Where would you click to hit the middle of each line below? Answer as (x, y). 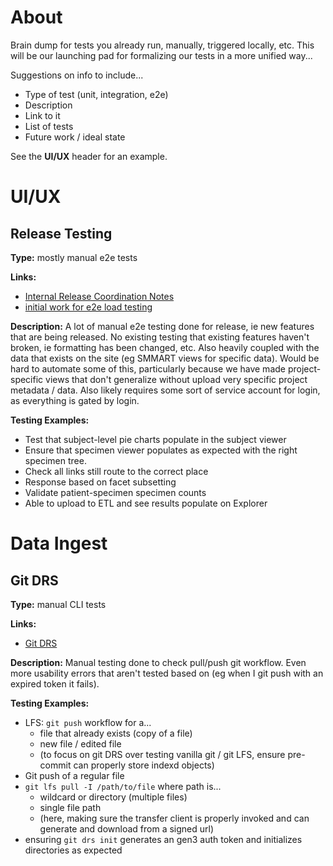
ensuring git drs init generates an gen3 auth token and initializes (163, 839)
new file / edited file (80, 743)
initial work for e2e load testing (88, 307)
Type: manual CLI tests (58, 604)
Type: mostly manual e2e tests (74, 257)
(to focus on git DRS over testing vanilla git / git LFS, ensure (162, 754)
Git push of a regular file (74, 775)
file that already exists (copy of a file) (116, 733)
